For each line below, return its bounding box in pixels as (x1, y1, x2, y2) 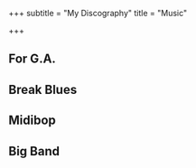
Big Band (8, 144, 61, 159)
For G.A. (8, 51, 56, 67)
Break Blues (8, 81, 78, 98)
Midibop (8, 113, 56, 128)
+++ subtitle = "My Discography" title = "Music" (8, 8, 187, 18)
